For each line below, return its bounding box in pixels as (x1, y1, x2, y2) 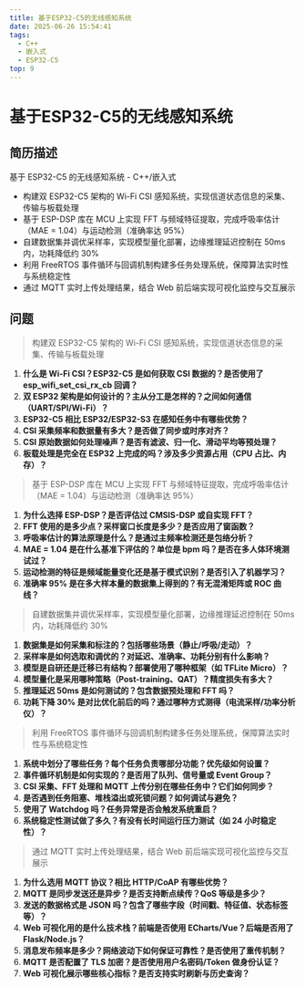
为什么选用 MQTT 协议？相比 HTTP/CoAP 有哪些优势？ (22, 877, 229, 888)
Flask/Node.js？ (22, 933, 86, 944)
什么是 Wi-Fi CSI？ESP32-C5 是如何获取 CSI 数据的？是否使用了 (22, 368, 264, 379)
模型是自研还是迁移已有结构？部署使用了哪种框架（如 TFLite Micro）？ (22, 662, 290, 673)
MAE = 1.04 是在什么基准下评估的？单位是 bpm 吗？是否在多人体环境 (22, 544, 282, 555)
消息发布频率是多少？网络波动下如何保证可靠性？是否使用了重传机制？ (22, 945, 287, 956)
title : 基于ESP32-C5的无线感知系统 (9, 13, 132, 23)
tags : (9, 30, 30, 39)
